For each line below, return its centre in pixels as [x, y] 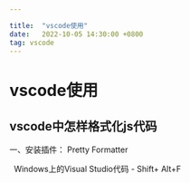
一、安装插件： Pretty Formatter [69, 149]
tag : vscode [32, 43]
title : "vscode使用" [49, 25]
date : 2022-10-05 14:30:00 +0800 [76, 34]
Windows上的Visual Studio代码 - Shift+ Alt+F [97, 169]
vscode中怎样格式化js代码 [83, 126]
